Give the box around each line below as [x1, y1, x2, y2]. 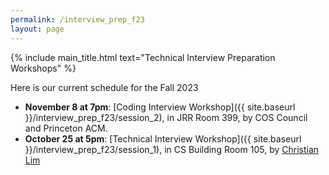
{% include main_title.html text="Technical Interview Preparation [10, 51, 276, 63]
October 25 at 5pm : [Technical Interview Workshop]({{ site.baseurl [24, 132, 302, 145]
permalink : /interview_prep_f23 [10, 14, 145, 25]
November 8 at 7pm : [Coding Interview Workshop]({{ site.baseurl [24, 101, 296, 113]
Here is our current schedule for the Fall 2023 [10, 81, 199, 93]
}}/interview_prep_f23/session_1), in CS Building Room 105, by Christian [24, 143, 320, 155]
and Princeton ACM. [24, 122, 108, 134]
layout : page [10, 24, 65, 34]
